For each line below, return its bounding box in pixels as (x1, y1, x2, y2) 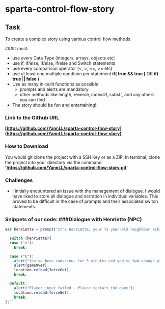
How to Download (5, 143, 48, 150)
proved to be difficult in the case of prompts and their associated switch (12, 198, 158, 204)
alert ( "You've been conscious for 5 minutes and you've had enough (14, 258, 155, 263)
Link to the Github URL (5, 114, 60, 121)
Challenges (5, 177, 33, 184)
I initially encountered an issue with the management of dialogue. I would (12, 188, 160, 194)
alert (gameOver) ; (14, 263, 50, 268)
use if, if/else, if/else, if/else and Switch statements (12, 60, 115, 66)
